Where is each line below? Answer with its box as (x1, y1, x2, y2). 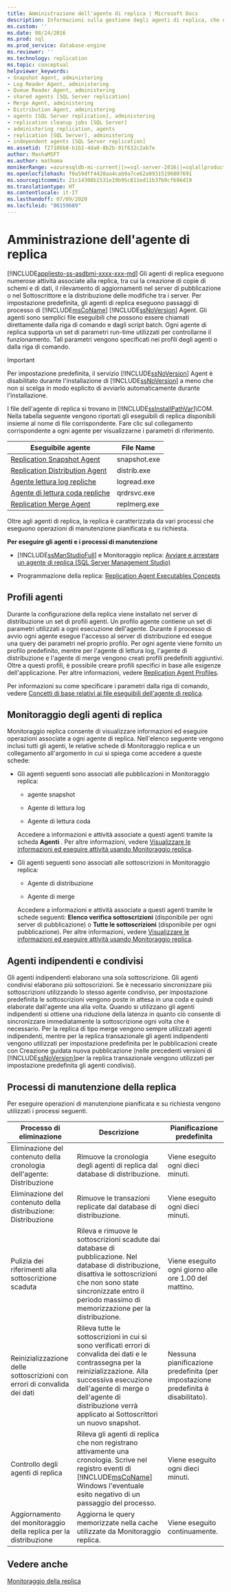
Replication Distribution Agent (10, 466, 107, 475)
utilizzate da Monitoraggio (76, 1527, 162, 1536)
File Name (121, 442, 156, 452)
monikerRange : (7, 163, 48, 171)
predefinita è (167, 1384, 209, 1394)
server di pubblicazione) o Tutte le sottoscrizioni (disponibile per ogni (16, 920, 217, 929)
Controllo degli (10, 1460, 58, 1469)
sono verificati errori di (76, 1341, 151, 1350)
